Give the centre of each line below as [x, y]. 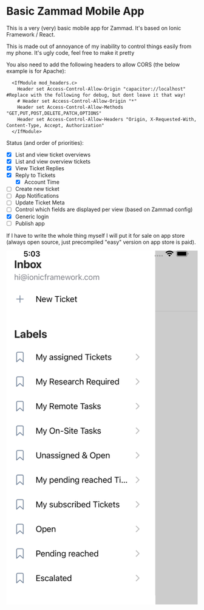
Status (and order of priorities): [45, 143]
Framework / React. [31, 34]
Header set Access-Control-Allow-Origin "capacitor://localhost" [102, 89]
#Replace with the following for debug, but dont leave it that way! [96, 95]
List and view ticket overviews [53, 154]
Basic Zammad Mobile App [75, 11]
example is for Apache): [36, 71]
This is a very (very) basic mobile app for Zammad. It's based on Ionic [94, 28]
